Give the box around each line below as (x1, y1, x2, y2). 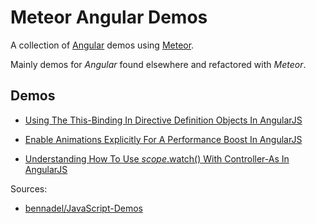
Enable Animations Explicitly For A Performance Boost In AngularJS (24, 133, 303, 145)
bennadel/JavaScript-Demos (24, 202, 143, 214)
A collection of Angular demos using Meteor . (10, 39, 195, 51)
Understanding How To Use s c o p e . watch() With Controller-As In (24, 152, 290, 165)
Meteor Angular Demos (10, 6, 208, 29)
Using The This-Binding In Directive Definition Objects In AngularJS (24, 114, 303, 126)
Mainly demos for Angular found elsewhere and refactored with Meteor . (10, 58, 307, 70)
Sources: (10, 182, 48, 195)
